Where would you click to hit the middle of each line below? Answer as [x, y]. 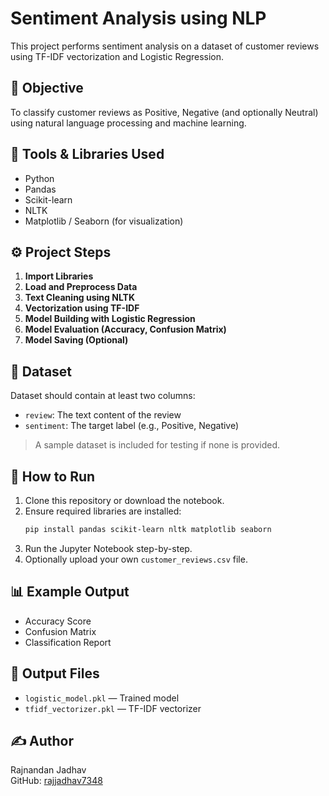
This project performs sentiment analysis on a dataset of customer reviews [165, 46]
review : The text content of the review [103, 415]
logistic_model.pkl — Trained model [102, 698]
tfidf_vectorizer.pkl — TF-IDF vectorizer [113, 708]
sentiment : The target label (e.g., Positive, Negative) [132, 426]
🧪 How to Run [53, 476]
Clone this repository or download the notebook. [124, 500]
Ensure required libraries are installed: [103, 511]
